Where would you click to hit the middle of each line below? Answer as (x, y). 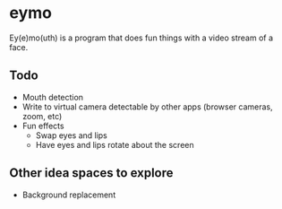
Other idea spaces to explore (91, 173)
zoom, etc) (42, 116)
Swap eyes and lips (71, 135)
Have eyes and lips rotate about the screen (115, 144)
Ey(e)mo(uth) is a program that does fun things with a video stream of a (141, 38)
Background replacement (69, 195)
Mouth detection (52, 97)
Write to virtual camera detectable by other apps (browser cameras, (147, 107)
